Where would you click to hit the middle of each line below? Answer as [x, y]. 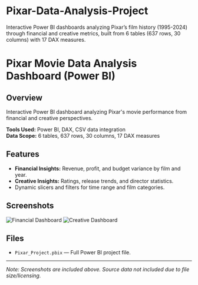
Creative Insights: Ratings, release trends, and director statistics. [94, 181]
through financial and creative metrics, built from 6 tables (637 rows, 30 [93, 33]
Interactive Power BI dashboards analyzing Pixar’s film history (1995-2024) [97, 27]
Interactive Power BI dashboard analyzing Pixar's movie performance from [97, 112]
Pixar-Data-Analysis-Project [77, 11]
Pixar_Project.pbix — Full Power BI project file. [72, 253]
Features [23, 154]
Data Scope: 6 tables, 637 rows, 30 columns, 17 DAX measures [83, 135]
